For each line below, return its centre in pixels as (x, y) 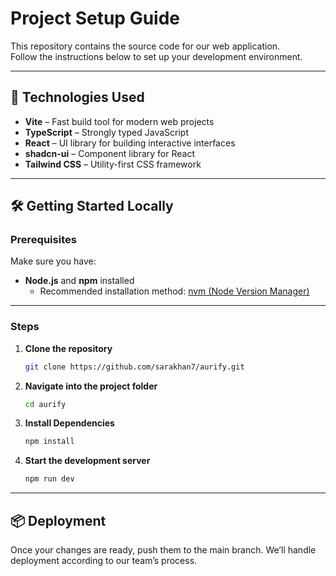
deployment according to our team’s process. (104, 561)
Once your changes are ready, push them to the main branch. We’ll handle (163, 550)
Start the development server (87, 461)
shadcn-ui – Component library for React (109, 153)
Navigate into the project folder (91, 386)
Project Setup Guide (95, 18)
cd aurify (45, 404)
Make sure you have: (53, 261)
